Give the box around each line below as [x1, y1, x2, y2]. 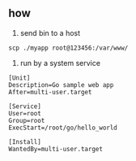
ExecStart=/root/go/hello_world [8, 124, 117, 132]
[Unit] [8, 73, 31, 82]
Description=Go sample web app [8, 80, 114, 89]
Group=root [8, 116, 45, 124]
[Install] [8, 137, 42, 146]
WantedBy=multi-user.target [8, 145, 104, 153]
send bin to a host [19, 28, 81, 37]
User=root [8, 109, 42, 117]
